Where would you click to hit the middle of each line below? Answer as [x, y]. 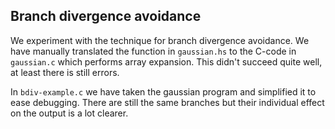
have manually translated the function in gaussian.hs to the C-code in [153, 51]
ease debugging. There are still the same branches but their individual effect [167, 102]
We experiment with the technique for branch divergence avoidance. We [160, 40]
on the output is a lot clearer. [69, 113]
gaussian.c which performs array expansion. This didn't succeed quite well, [166, 61]
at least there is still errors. [65, 72]
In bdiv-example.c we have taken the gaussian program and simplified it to [163, 91]
